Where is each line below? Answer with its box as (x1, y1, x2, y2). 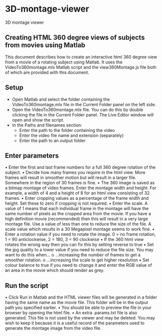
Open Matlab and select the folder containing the (12, 96, 110, 102)
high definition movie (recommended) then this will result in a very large (5, 216, 148, 222)
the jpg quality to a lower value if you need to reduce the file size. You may (5, 247, 154, 253)
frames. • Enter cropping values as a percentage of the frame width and (5, 195, 149, 201)
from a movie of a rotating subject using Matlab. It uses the (5, 59, 123, 65)
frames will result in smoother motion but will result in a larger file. (5, 175, 136, 180)
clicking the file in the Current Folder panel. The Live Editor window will (12, 112, 154, 117)
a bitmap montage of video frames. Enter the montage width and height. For (5, 185, 157, 191)
